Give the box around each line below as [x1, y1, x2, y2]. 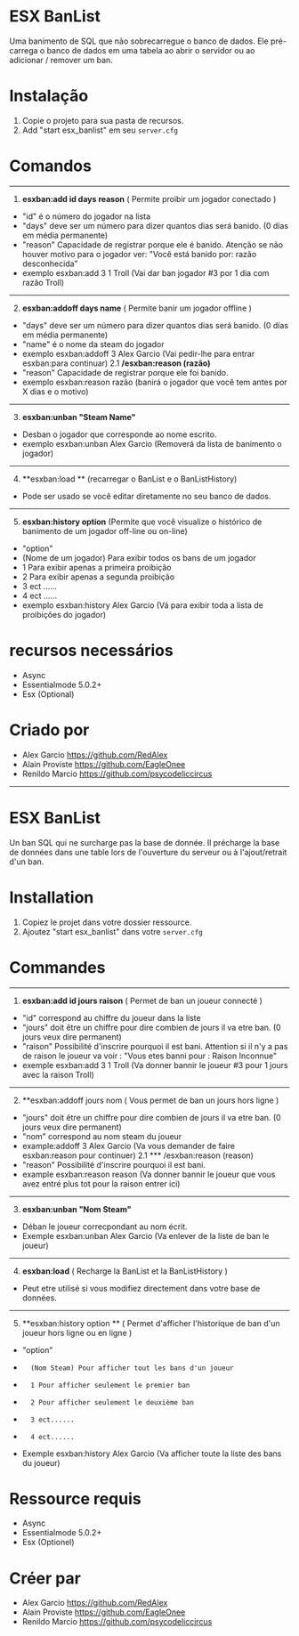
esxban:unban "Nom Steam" [21, 1203, 132, 1214]
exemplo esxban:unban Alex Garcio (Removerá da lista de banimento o [21, 438, 282, 449]
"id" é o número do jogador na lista [21, 211, 151, 222]
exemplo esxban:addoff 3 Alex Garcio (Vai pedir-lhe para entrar [21, 348, 255, 359]
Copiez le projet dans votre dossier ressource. [21, 917, 192, 927]
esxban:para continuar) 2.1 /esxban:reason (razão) [21, 358, 211, 369]
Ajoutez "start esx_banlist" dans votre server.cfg [21, 926, 203, 936]
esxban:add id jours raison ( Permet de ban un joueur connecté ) [21, 995, 263, 1006]
